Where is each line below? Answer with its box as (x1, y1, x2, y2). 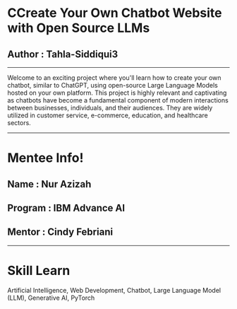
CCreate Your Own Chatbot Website (7, 5, 222, 21)
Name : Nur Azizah (7, 178, 92, 190)
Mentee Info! (7, 150, 84, 166)
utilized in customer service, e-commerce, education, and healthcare (7, 111, 208, 119)
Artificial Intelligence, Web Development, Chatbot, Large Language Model (7, 286, 221, 294)
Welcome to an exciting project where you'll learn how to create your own (7, 74, 221, 82)
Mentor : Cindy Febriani (7, 226, 114, 238)
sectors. (7, 119, 32, 127)
